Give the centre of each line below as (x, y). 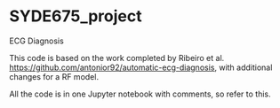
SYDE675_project (76, 16)
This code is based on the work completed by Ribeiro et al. (117, 58)
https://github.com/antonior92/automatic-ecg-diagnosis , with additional (141, 67)
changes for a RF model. (54, 76)
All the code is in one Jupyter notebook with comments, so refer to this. (140, 94)
